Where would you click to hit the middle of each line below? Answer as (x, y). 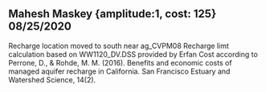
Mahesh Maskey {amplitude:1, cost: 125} (113, 14)
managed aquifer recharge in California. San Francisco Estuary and (119, 71)
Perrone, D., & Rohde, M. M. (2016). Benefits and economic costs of (120, 62)
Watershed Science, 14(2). (52, 79)
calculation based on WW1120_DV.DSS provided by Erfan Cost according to (133, 54)
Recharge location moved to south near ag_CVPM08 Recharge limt (119, 46)
